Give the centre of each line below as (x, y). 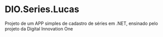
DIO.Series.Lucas (42, 9)
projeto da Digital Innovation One (39, 28)
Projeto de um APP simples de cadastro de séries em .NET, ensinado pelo (82, 23)
